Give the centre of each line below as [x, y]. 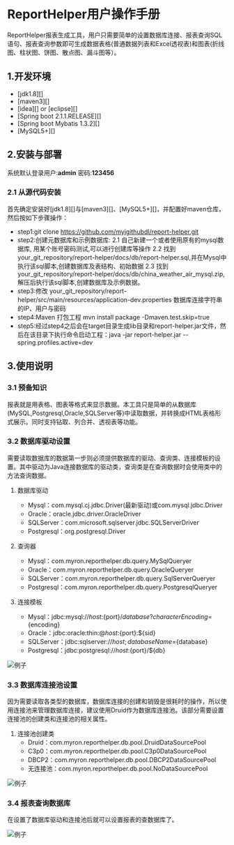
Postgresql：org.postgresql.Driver [77, 531]
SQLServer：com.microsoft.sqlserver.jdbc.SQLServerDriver [114, 522]
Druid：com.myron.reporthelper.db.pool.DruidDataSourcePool [117, 742]
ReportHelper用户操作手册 [84, 14]
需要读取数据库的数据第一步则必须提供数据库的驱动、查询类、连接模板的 [111, 458]
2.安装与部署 [35, 155]
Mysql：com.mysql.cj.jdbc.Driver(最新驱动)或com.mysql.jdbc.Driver [125, 505]
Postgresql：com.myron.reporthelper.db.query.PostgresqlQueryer [123, 587]
